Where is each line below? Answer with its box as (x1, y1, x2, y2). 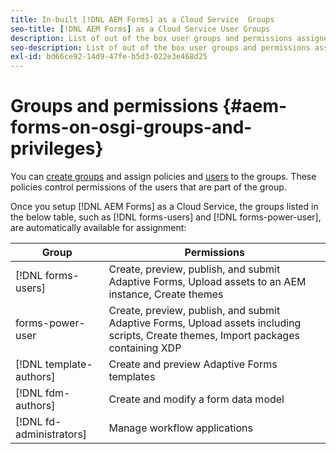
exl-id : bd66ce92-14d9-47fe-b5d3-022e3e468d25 (10, 52, 208, 62)
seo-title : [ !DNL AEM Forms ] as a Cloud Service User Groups (10, 24, 271, 34)
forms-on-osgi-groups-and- (10, 116, 253, 139)
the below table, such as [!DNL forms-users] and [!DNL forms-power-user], (10, 211, 322, 223)
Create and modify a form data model (108, 392, 285, 406)
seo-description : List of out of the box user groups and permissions (10, 42, 311, 53)
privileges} (10, 137, 104, 160)
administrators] (15, 427, 88, 441)
